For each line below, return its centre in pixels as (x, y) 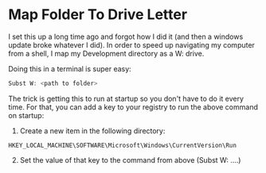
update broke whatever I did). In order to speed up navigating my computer (131, 44)
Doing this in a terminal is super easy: (70, 68)
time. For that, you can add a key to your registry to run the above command (133, 107)
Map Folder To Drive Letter (98, 15)
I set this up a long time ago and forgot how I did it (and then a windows (126, 37)
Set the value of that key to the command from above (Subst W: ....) (130, 160)
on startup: (26, 115)
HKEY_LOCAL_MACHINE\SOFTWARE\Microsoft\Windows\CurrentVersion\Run (123, 145)
